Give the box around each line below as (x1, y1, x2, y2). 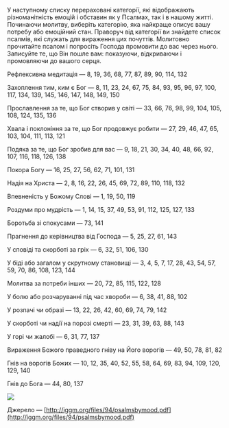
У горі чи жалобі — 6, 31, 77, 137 (7, 333, 100, 340)
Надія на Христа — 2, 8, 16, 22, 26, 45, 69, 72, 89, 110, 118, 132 (7, 179, 185, 187)
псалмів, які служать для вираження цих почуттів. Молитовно (7, 35, 190, 43)
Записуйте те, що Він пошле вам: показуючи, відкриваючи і (7, 49, 182, 58)
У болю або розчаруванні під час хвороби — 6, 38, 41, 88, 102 (7, 293, 188, 300)
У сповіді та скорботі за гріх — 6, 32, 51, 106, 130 (7, 246, 149, 253)
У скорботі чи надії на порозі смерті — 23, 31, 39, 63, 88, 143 (7, 319, 185, 327)
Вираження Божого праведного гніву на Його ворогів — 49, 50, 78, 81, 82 (7, 346, 223, 354)
